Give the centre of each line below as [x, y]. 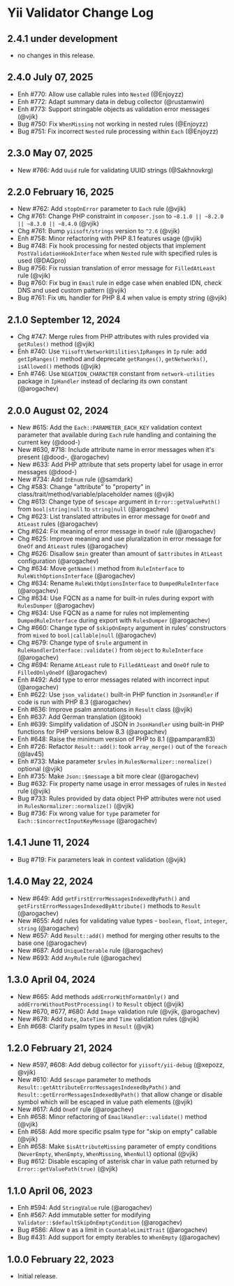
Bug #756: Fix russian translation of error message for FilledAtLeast [116, 268]
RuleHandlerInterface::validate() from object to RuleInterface [110, 650]
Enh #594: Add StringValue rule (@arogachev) [85, 1208]
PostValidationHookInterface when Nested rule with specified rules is [117, 254]
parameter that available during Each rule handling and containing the [117, 435]
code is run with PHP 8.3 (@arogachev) [74, 702]
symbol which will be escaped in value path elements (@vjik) [105, 1102]
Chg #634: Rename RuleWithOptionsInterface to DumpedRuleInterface [118, 583]
